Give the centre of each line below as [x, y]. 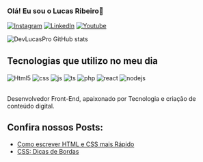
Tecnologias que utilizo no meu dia [83, 61]
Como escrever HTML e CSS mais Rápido [76, 144]
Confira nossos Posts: [55, 127]
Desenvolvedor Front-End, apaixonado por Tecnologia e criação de [101, 98]
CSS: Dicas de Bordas [48, 151]
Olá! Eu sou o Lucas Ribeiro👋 [55, 11]
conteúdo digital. [31, 106]
